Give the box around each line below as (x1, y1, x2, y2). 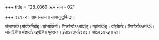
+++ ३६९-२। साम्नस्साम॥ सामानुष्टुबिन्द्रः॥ (5, 14, 75, 20)
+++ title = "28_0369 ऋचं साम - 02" (5, 4, 75, 10)
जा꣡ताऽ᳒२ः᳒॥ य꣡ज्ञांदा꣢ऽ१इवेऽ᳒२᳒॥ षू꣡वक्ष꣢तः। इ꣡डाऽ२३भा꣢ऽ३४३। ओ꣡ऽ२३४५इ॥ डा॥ (5, 29, 121, 35)
